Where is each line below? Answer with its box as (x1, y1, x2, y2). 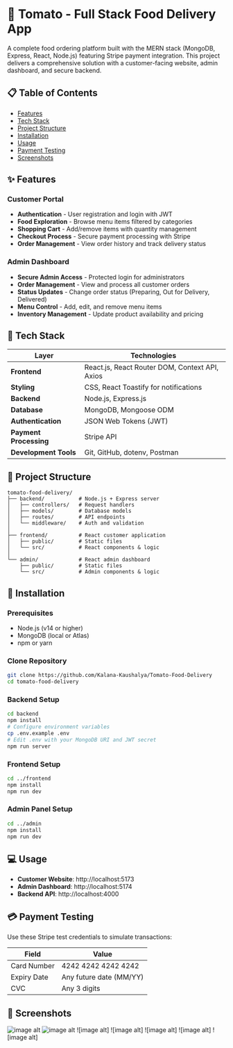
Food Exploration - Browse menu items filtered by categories (17, 218, 193, 226)
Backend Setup (7, 695, 60, 705)
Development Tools (10, 448, 76, 457)
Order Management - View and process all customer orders (17, 280, 190, 288)
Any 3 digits (61, 983, 101, 993)
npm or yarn (17, 639, 53, 647)
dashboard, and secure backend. (7, 66, 102, 74)
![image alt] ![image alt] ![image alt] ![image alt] (76, 1025, 212, 1034)
